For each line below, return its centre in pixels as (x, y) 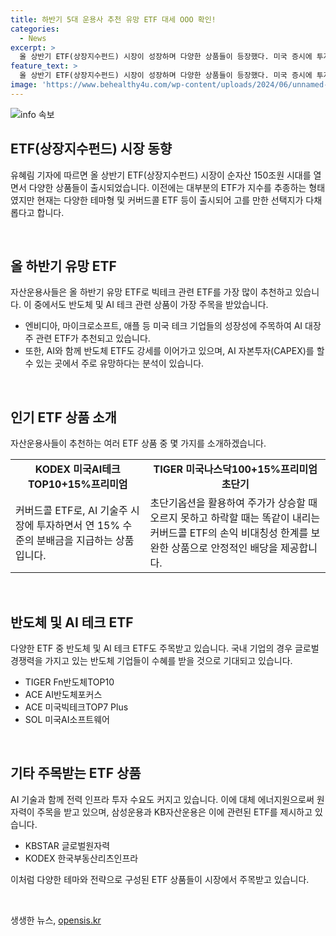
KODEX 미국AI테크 (77, 469)
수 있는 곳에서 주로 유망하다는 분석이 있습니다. (114, 363)
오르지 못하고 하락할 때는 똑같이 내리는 (235, 518)
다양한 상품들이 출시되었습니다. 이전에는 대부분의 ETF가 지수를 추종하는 (167, 187)
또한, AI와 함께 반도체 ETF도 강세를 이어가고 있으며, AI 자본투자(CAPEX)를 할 (174, 351)
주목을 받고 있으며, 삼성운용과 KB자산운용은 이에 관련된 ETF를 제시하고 (174, 812)
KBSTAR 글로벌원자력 (67, 845)
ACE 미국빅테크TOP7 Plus (76, 707)
